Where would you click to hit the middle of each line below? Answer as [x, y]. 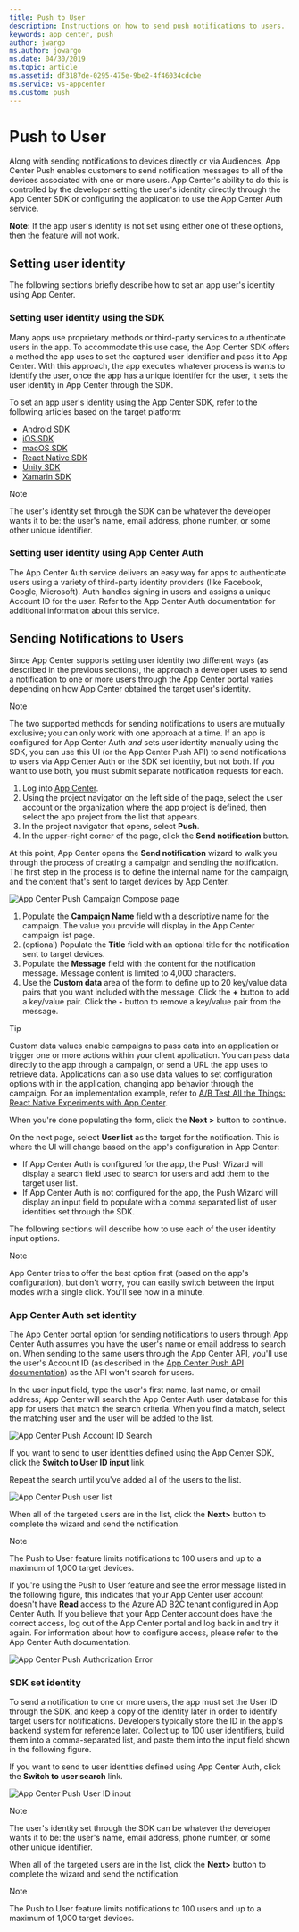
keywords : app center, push [62, 34]
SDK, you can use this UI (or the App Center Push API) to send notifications [148, 752]
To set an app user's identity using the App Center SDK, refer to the [133, 402]
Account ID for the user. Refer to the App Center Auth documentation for [142, 601]
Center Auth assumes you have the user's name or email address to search [147, 1344]
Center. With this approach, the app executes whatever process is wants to [147, 365]
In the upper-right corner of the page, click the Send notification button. [156, 836]
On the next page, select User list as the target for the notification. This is [145, 1137]
